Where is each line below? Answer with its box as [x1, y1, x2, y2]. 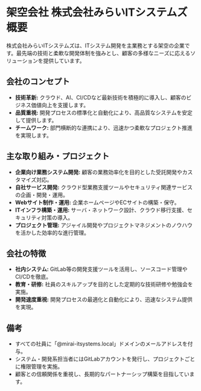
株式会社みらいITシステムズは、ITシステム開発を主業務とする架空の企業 [6, 42, 185, 49]
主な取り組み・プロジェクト [6, 151, 110, 161]
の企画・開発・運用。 [14, 191, 68, 198]
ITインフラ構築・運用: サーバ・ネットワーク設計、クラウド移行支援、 [14, 206, 188, 213]
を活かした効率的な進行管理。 [14, 229, 89, 236]
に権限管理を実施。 [14, 363, 63, 370]
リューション [6, 57, 38, 64]
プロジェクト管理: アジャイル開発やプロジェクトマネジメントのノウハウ [14, 221, 193, 229]
